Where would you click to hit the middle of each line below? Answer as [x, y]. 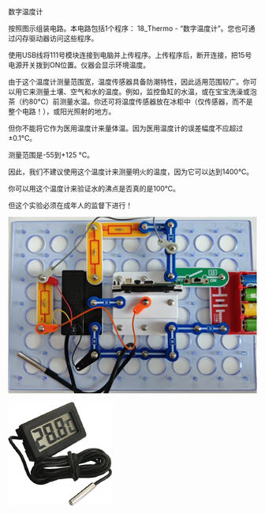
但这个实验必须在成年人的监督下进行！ [70, 205]
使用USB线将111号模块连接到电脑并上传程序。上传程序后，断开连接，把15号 [130, 55]
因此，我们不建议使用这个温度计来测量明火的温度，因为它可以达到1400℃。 [131, 172]
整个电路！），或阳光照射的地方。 [62, 111]
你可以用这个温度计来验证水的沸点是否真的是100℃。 [94, 189]
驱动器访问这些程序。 [63, 38]
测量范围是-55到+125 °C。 [51, 155]
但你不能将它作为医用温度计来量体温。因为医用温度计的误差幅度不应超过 [125, 128]
